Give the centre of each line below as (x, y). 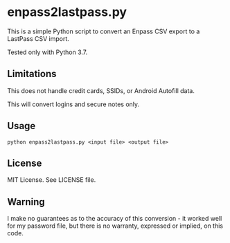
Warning (26, 202)
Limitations (32, 74)
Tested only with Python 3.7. (47, 52)
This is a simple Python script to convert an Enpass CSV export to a (104, 31)
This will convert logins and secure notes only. (73, 104)
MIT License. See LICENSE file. (52, 180)
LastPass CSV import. (38, 38)
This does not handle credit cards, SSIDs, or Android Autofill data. (101, 90)
